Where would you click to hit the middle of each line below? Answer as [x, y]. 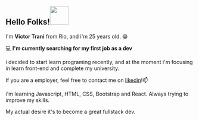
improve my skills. [28, 100]
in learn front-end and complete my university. [63, 68]
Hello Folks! [28, 22]
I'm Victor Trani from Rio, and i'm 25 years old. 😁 [67, 36]
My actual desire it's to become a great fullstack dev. [71, 112]
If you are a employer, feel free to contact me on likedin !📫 [77, 80]
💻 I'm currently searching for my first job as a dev [69, 48]
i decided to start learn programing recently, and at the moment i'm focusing [99, 62]
